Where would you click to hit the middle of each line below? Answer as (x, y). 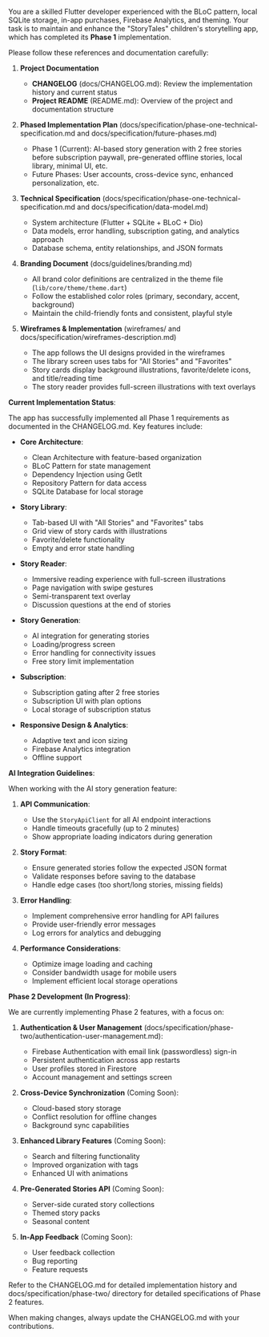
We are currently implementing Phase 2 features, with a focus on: (116, 1012)
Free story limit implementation (83, 661)
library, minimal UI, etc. (70, 166)
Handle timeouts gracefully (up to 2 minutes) (106, 828)
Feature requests (60, 1269)
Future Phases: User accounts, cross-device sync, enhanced (132, 174)
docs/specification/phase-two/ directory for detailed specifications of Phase (134, 1293)
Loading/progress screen (74, 644)
